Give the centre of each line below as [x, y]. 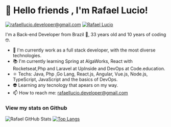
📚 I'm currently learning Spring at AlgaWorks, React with [72, 61]
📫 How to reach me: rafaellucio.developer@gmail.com [70, 93]
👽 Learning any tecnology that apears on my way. [65, 85]
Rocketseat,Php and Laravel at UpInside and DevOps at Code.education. [89, 68]
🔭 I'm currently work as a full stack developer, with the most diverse [84, 50]
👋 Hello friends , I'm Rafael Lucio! [77, 10]
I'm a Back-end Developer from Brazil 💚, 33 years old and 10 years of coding [86, 34]
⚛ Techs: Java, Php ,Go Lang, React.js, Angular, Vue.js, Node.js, [80, 74]
